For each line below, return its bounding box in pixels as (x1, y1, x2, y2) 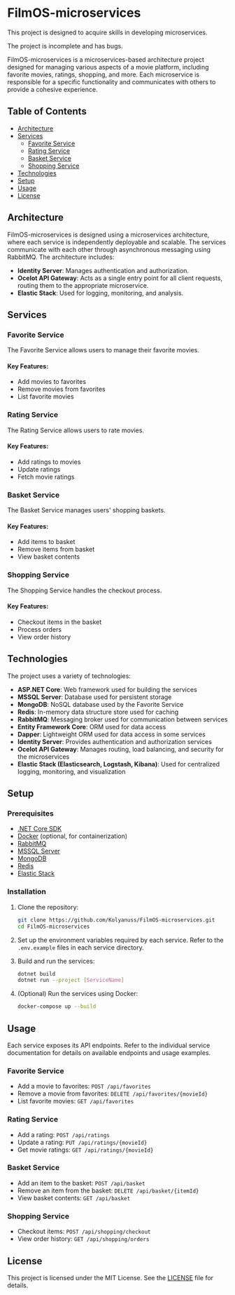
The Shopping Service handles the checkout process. (7, 586, 162, 595)
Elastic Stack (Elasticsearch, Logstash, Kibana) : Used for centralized (17, 759, 220, 768)
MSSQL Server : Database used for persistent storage (17, 693, 172, 701)
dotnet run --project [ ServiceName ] (17, 977, 124, 984)
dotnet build (17, 970, 56, 977)
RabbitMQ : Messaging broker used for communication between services (17, 715, 228, 724)
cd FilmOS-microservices (17, 923, 90, 930)
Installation (7, 886, 47, 896)
